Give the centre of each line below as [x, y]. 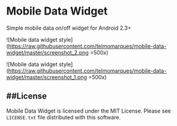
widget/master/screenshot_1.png [47, 77]
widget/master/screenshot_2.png [47, 52]
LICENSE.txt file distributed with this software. [63, 117]
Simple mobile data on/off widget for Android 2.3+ [69, 28]
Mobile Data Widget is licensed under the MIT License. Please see [88, 111]
